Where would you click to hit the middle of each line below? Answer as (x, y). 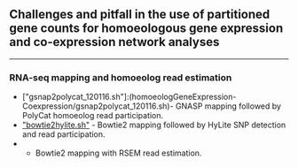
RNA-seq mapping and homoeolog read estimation (121, 77)
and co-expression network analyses (114, 42)
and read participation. (63, 134)
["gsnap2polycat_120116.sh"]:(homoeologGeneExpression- (129, 97)
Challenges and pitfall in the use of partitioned (140, 15)
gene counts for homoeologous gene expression (146, 29)
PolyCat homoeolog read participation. (93, 116)
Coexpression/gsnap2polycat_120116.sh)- (98, 106)
